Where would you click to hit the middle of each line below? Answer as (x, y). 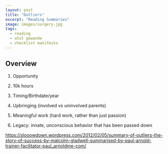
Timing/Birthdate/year (36, 96)
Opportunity (25, 76)
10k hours (23, 86)
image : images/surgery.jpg (34, 24)
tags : (11, 29)
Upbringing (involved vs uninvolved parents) (59, 105)
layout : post (19, 10)
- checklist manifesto (34, 43)
